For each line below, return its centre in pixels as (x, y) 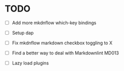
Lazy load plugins (30, 63)
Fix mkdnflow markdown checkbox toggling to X (62, 43)
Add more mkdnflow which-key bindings (54, 23)
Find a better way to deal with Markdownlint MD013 (65, 53)
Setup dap (23, 33)
